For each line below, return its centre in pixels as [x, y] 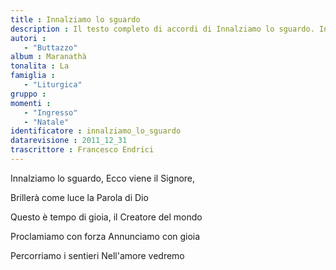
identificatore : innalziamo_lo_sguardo [96, 131]
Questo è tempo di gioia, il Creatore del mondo [106, 217]
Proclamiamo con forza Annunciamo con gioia [105, 236]
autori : [28, 38]
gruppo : [28, 94]
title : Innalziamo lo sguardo [75, 19]
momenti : [31, 103]
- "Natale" [46, 122]
